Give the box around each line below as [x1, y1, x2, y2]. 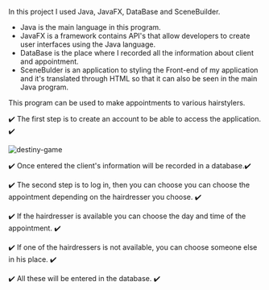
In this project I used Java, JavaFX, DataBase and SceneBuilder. [8, 7, 221, 16]
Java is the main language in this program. [19, 23, 161, 31]
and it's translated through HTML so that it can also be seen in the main [19, 74, 258, 83]
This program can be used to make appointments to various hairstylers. [8, 98, 246, 107]
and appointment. [19, 56, 79, 66]
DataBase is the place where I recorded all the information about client [19, 48, 254, 57]
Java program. [19, 82, 69, 92]
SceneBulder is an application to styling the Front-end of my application [19, 65, 259, 75]
